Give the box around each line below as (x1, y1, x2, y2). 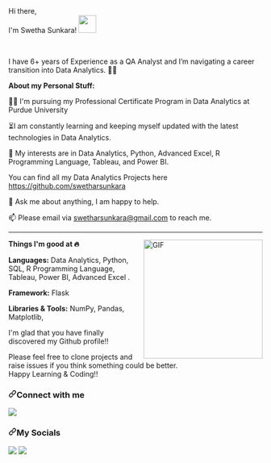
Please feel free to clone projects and (8, 352, 133, 361)
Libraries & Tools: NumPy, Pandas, (8, 304, 125, 313)
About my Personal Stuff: (8, 81, 95, 90)
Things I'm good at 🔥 (8, 240, 80, 248)
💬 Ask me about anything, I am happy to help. (8, 197, 160, 206)
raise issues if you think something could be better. (8, 361, 178, 370)
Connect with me (16, 389, 85, 400)
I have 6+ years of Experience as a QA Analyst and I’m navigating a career (8, 56, 255, 66)
